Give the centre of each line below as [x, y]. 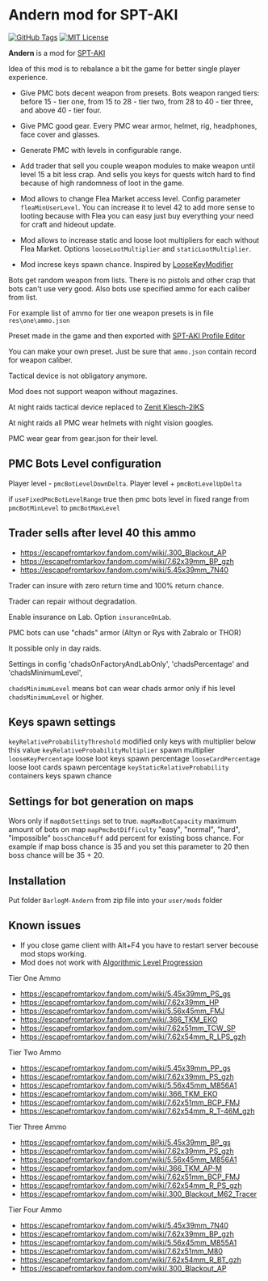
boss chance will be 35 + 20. [57, 855]
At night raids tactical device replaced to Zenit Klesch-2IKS [106, 407]
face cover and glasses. [60, 134]
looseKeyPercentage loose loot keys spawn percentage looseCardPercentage [134, 759]
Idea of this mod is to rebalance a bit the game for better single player [124, 68]
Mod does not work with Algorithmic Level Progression [111, 962]
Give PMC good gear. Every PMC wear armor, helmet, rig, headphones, [138, 125]
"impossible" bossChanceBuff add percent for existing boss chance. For [126, 838]
